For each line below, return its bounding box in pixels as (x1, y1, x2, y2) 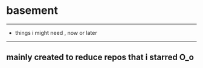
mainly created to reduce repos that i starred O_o (6, 52, 195, 63)
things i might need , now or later (14, 29, 98, 36)
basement (6, 4, 59, 17)
